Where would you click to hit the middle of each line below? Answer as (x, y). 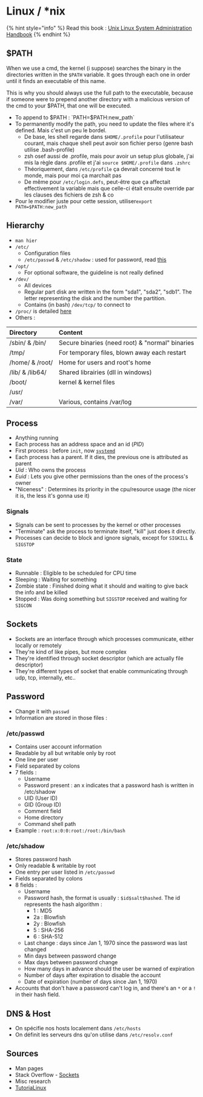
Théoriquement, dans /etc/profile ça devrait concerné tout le (102, 169)
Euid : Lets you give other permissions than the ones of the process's (101, 477)
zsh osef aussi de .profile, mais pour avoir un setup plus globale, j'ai (109, 156)
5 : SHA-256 (48, 930)
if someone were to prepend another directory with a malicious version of (98, 99)
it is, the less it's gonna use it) (52, 496)
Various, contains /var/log (95, 401)
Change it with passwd (42, 711)
